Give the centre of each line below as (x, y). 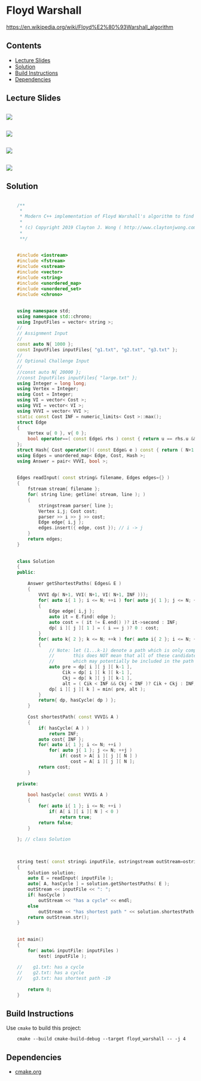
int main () (31, 940)
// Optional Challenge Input (53, 361)
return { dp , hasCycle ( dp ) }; (77, 701)
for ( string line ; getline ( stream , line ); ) (87, 495)
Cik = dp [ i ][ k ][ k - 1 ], (98, 673)
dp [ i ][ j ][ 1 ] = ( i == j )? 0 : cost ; (104, 628)
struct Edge (32, 422)
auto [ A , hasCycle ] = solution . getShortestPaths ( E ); (99, 884)
